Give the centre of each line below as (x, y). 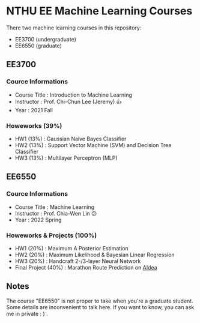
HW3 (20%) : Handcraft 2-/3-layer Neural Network (78, 261)
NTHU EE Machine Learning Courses (99, 11)
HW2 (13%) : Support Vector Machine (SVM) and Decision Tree (93, 145)
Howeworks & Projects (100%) (52, 235)
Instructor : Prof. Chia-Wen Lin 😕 (56, 213)
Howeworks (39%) (34, 125)
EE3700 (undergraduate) (45, 39)
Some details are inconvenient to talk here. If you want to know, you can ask (100, 307)
